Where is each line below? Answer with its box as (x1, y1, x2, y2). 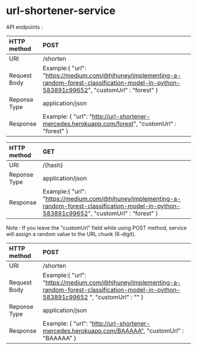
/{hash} (43, 161, 63, 169)
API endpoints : (6, 23, 43, 30)
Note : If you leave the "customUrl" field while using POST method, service (6, 224, 187, 231)
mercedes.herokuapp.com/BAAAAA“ (43, 327, 144, 335)
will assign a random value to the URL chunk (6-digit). (6, 230, 136, 238)
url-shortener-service (6, 4, 116, 18)
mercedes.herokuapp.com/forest (43, 119, 134, 128)
